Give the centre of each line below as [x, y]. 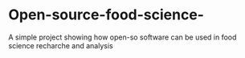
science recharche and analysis [61, 45]
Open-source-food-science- [106, 15]
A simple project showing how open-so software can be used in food [122, 37]
